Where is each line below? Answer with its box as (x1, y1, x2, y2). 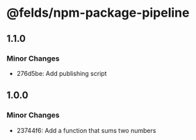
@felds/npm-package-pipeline (6, 5, 190, 21)
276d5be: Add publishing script (16, 69, 107, 77)
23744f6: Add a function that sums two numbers (16, 126, 156, 134)
